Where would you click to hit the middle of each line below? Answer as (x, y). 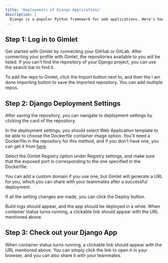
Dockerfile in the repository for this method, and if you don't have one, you (82, 141)
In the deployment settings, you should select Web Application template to (82, 130)
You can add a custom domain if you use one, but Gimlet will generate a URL (84, 176)
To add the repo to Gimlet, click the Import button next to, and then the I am (83, 77)
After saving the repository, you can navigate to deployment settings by (79, 115)
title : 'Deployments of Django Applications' (53, 10)
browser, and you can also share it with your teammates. (63, 255)
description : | (21, 14)
